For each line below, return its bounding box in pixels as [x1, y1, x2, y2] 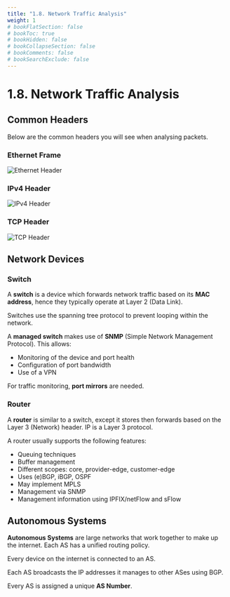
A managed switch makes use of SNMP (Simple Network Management [7, 333, 213, 341]
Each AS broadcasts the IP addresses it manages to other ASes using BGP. [7, 568, 224, 577]
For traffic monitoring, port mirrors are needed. [7, 382, 144, 390]
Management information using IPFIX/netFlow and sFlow [17, 495, 182, 503]
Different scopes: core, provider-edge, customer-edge [17, 464, 175, 474]
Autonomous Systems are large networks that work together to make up [7, 534, 219, 542]
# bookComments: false [7, 50, 74, 57]
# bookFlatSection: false [7, 23, 83, 30]
